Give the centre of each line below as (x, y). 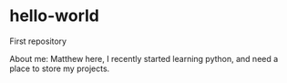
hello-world (55, 16)
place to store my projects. (60, 68)
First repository (38, 41)
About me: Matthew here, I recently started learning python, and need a (144, 58)
